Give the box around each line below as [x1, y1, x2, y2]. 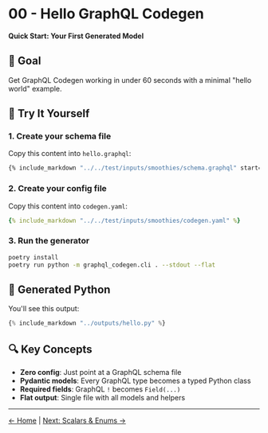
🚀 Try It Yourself [8, 107, 90, 120]
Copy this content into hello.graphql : [8, 149, 132, 158]
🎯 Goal [8, 54, 41, 68]
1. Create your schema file [8, 131, 112, 142]
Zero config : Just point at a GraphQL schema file [19, 368, 182, 377]
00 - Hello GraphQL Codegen [8, 5, 205, 23]
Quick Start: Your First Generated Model [8, 31, 144, 41]
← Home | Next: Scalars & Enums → [8, 415, 126, 426]
